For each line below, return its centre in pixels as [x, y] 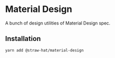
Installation [23, 39]
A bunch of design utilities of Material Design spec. [58, 23]
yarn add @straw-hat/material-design [44, 50]
